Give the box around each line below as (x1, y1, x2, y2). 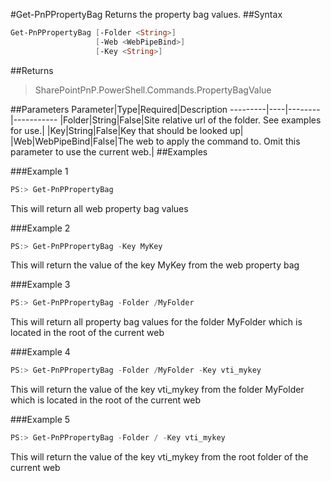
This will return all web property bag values (10, 202, 189, 214)
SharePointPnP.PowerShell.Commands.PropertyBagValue (34, 84, 272, 96)
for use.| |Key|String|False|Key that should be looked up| (10, 124, 244, 136)
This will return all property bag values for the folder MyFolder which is (10, 316, 303, 328)
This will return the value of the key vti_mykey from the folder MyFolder (10, 384, 305, 396)
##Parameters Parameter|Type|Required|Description (10, 103, 228, 115)
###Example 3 (10, 279, 71, 291)
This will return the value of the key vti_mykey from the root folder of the (10, 451, 309, 463)
